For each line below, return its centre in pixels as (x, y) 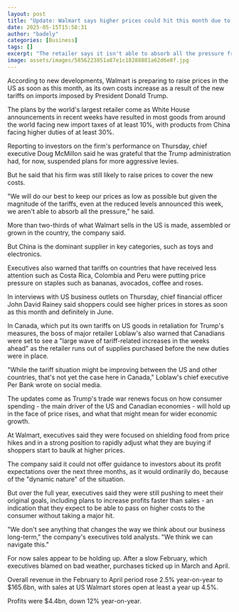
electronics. (25, 254)
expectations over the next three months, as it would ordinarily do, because (118, 471)
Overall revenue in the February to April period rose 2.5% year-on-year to (115, 579)
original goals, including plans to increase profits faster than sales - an (110, 500)
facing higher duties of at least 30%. (61, 132)
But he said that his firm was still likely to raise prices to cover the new (110, 174)
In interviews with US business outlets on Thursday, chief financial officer (115, 297)
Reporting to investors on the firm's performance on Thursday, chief (107, 146)
